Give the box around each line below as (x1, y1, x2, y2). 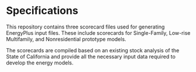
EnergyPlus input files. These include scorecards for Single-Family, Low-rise (6, 29, 191, 36)
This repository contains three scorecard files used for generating (6, 23, 165, 30)
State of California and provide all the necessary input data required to (6, 53, 176, 60)
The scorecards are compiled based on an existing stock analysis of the (6, 46, 180, 53)
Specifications (6, 4, 78, 17)
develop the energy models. (6, 59, 74, 66)
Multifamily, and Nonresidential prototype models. (6, 35, 127, 42)
